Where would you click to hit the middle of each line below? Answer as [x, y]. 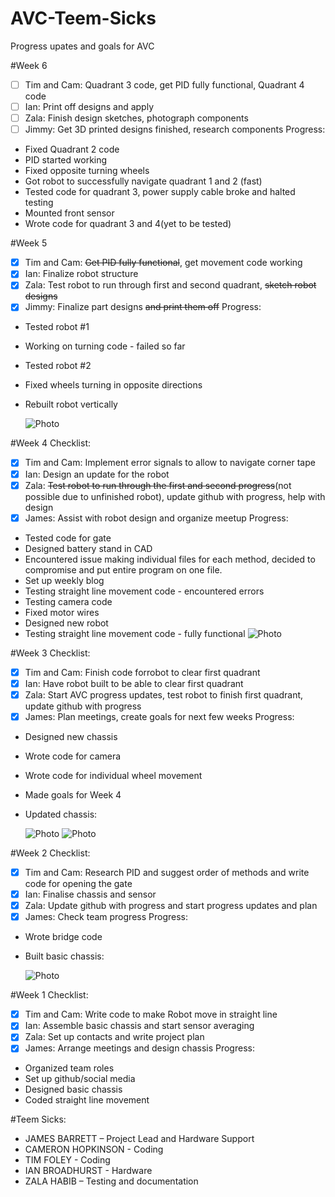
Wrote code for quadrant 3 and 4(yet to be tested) [128, 224]
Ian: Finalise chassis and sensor [90, 894]
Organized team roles [69, 1068]
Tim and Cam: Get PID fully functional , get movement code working [163, 263]
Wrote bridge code [63, 937]
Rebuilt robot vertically [71, 404]
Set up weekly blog [64, 580]
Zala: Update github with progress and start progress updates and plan [171, 906]
